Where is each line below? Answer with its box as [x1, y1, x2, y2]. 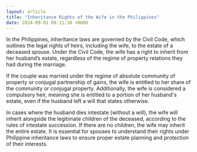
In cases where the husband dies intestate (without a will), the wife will [6, 109, 178, 116]
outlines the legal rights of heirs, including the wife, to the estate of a [6, 42, 173, 49]
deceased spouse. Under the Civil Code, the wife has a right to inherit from [6, 48, 189, 56]
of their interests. [6, 140, 48, 148]
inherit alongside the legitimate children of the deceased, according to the [6, 115, 186, 122]
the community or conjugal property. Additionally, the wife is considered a [6, 85, 186, 92]
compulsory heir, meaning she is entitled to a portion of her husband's [6, 91, 177, 98]
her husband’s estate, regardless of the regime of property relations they [6, 54, 183, 62]
